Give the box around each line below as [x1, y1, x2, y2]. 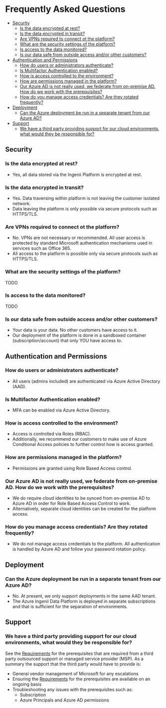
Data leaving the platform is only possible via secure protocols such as [12, 205, 158, 212]
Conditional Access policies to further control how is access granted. [12, 442, 154, 447]
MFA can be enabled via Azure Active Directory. [12, 407, 111, 413]
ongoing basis [12, 681, 42, 687]
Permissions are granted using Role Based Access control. [12, 465, 133, 471]
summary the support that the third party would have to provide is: [5, 661, 141, 667]
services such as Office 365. [12, 245, 71, 252]
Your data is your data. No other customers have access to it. [12, 327, 138, 333]
